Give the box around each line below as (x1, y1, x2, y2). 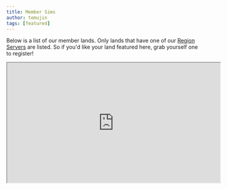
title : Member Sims (6, 9, 56, 15)
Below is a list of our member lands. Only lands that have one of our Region (6, 37, 195, 45)
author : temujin (6, 15, 47, 21)
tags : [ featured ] (6, 20, 51, 26)
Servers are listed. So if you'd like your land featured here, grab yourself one (6, 43, 198, 51)
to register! (6, 50, 34, 57)
